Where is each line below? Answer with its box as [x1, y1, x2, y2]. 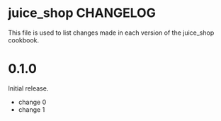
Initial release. [8, 83, 49, 93]
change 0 [18, 98, 47, 106]
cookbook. [8, 35, 40, 44]
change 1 [18, 105, 45, 114]
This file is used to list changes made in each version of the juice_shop [8, 28, 215, 37]
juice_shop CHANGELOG [8, 5, 157, 21]
